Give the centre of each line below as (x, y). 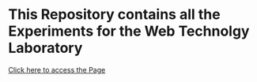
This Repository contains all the (114, 15)
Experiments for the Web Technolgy (129, 31)
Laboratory (45, 48)
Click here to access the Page (57, 69)
